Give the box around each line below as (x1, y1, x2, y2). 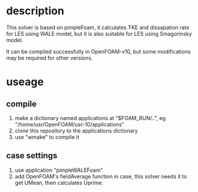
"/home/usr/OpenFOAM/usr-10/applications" (14, 121, 125, 128)
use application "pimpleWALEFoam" (14, 166, 103, 174)
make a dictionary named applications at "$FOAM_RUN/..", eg (14, 114, 166, 121)
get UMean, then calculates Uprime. (14, 179, 103, 186)
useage (6, 75, 44, 89)
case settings (6, 150, 58, 161)
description (6, 4, 64, 18)
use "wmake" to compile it (14, 133, 80, 140)
